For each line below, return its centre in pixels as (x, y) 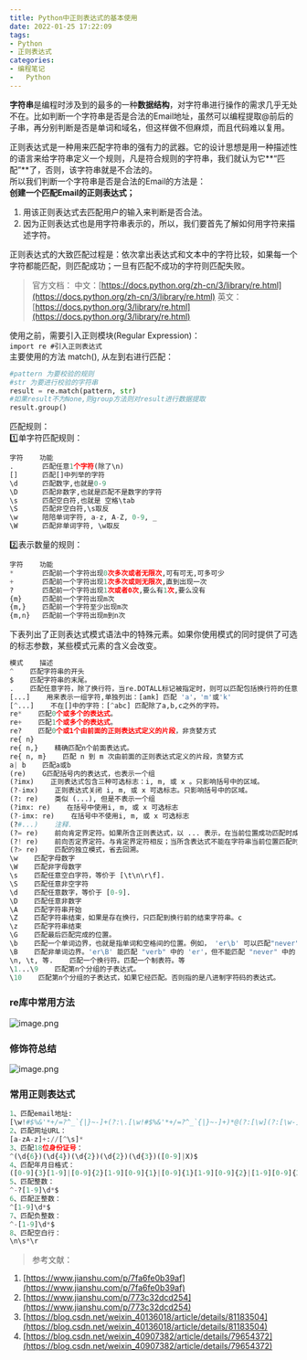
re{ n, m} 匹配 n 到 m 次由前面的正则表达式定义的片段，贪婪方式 (127, 756)
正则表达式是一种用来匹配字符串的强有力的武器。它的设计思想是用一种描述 (149, 146)
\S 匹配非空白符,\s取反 (59, 509)
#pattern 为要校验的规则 (52, 374)
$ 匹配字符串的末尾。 (50, 680)
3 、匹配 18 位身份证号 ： (47, 1148)
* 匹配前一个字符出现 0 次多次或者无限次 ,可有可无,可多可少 (117, 573)
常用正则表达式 (42, 1094)
